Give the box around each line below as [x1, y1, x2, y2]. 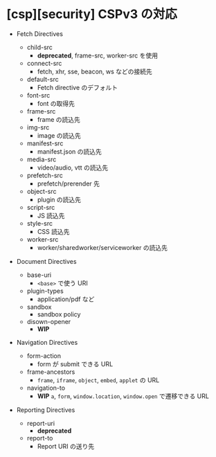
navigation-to [26, 384, 66, 392]
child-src [26, 43, 53, 51]
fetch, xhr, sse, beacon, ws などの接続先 [37, 67, 153, 75]
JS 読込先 [37, 211, 65, 219]
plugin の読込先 [37, 195, 81, 204]
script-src [26, 203, 55, 211]
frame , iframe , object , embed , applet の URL [37, 375, 160, 384]
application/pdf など [37, 295, 95, 303]
